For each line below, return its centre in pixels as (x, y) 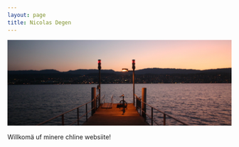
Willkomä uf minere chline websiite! (59, 137)
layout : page (27, 15)
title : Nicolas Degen (39, 22)
